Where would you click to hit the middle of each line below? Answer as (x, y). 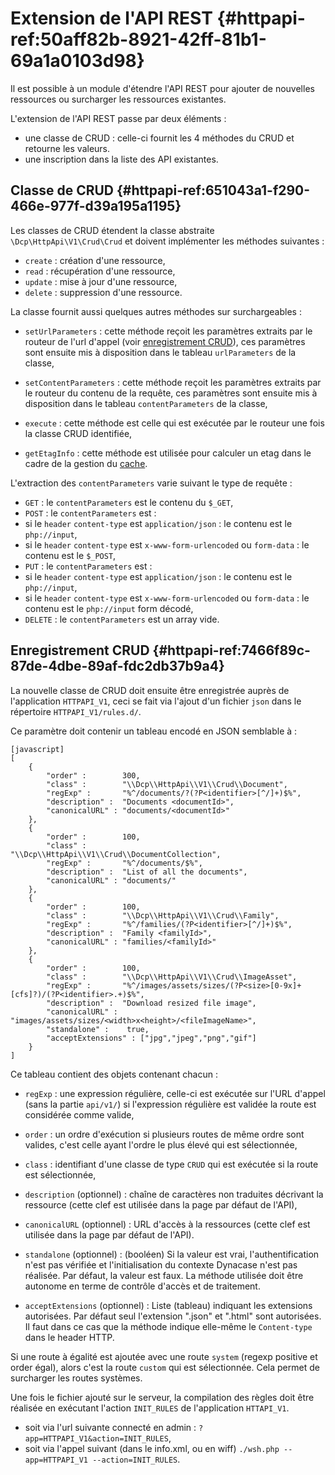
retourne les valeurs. (67, 148)
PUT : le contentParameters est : (88, 566)
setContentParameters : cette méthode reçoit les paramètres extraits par (173, 382)
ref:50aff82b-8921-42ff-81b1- (138, 39)
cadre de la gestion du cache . (86, 463)
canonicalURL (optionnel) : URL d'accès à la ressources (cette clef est (167, 1224)
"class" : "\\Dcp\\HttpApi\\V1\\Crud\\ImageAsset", (172, 977)
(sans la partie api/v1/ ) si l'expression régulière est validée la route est (170, 1104)
